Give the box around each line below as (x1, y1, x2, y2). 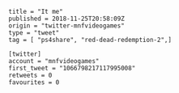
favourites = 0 (8, 78, 60, 87)
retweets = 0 (8, 71, 53, 79)
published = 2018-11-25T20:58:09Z (8, 15, 126, 23)
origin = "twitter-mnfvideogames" (8, 22, 126, 30)
